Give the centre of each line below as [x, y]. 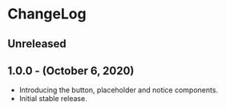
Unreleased [37, 44]
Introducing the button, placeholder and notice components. [118, 90]
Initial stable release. [53, 99]
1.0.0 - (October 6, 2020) [71, 70]
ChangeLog [47, 14]
